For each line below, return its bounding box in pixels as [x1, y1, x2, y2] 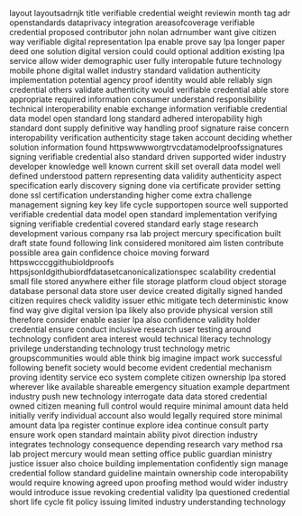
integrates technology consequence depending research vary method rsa [9, 439, 284, 449]
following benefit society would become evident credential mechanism [9, 363, 272, 373]
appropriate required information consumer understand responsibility [9, 94, 267, 105]
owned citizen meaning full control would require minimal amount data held [9, 401, 288, 411]
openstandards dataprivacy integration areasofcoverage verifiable [9, 17, 255, 28]
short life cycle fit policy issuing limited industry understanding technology [9, 496, 287, 507]
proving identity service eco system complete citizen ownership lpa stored [9, 372, 287, 382]
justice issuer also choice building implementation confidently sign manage [9, 458, 288, 468]
